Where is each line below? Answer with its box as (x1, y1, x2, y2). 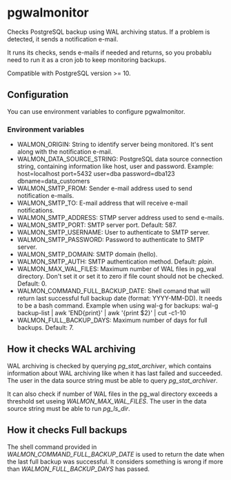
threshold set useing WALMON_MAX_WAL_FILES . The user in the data (7, 397, 207, 405)
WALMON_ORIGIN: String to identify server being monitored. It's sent (17, 140, 214, 149)
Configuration (7, 89, 69, 101)
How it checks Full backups (7, 424, 128, 436)
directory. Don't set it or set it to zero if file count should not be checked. (17, 272, 224, 281)
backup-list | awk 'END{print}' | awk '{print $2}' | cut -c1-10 (17, 309, 186, 317)
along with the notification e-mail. (17, 148, 113, 156)
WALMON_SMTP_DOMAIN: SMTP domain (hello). (17, 250, 158, 259)
